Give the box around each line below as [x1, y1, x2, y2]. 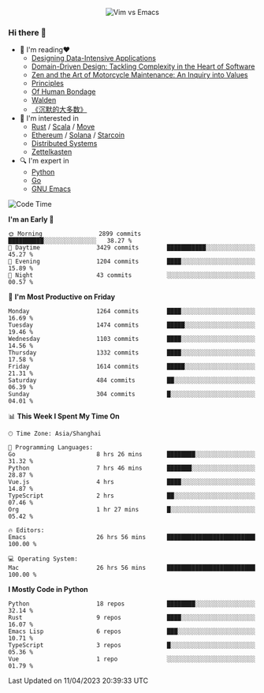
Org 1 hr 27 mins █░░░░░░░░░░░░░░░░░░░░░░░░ [8, 506, 256, 514]
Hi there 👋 [8, 27, 47, 38]
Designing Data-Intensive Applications [31, 54, 156, 63]
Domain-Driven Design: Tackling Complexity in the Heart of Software [31, 62, 255, 71]
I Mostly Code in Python [8, 585, 88, 594]
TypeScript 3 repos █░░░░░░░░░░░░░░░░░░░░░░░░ [8, 642, 256, 650]
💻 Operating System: [8, 555, 79, 564]
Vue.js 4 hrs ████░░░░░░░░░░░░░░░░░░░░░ [8, 478, 256, 486]
